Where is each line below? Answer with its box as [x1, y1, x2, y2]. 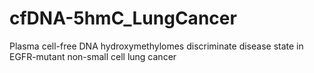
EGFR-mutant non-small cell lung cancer [9, 50, 177, 62]
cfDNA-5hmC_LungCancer [9, 7, 237, 30]
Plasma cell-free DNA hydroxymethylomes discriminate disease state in [9, 40, 304, 52]
